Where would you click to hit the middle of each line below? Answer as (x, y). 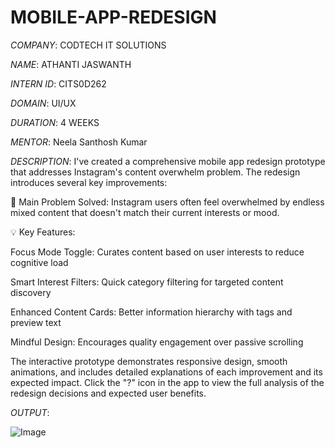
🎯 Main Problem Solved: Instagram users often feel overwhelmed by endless (167, 202)
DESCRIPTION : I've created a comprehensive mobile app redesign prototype (168, 161)
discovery (31, 292)
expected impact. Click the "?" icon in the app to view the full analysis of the (167, 382)
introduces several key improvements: (89, 182)
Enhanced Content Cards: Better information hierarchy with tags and (151, 312)
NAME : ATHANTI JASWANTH (71, 64)
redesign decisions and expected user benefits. (108, 393)
